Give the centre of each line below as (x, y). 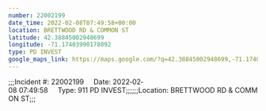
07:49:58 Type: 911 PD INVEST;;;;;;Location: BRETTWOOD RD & (126, 90)
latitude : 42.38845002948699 (56, 37)
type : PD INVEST (35, 52)
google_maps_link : (38, 60)
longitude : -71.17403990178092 (60, 45)
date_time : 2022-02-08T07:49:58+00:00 (72, 23)
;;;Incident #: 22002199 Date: (60, 81)
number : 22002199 (37, 15)
